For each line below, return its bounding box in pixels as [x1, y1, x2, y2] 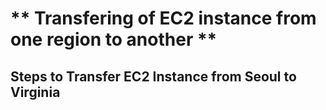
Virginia [10, 83, 61, 101]
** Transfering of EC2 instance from [10, 7, 317, 30]
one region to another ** [10, 28, 218, 51]
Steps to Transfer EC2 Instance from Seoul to [10, 68, 297, 85]
